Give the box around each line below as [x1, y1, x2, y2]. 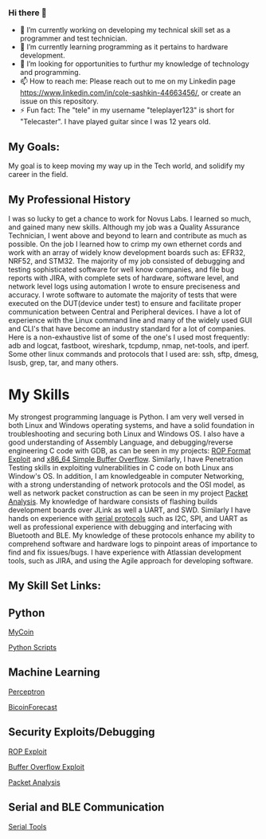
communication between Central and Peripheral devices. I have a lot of [8, 307, 241, 316]
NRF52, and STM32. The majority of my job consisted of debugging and [8, 256, 245, 265]
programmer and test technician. [19, 33, 127, 43]
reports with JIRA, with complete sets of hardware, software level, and [8, 272, 239, 282]
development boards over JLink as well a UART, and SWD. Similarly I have [8, 505, 251, 515]
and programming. [19, 68, 81, 77]
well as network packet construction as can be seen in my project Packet [8, 488, 248, 497]
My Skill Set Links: [8, 579, 101, 593]
